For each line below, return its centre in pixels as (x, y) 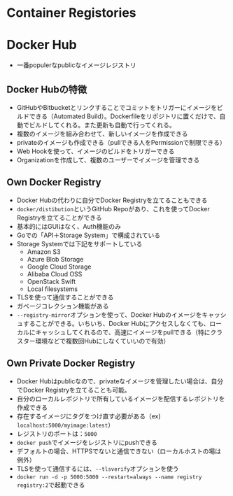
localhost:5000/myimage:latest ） (65, 425)
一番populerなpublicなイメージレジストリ (77, 65)
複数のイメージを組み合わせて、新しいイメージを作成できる (102, 134)
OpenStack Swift (51, 281)
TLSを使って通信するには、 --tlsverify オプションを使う (98, 468)
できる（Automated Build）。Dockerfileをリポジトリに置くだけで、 (124, 116)
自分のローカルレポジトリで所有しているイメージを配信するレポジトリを (121, 398)
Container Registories (72, 13)
